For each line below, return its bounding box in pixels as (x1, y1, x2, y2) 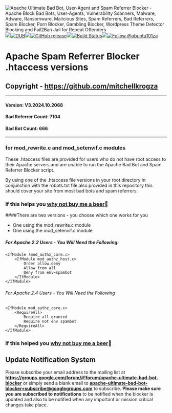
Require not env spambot (24, 319, 77, 324)
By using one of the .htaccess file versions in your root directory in (5, 177, 146, 183)
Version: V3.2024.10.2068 (5, 102, 63, 108)
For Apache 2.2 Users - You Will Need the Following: (5, 239, 119, 245)
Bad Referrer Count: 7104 (5, 114, 60, 120)
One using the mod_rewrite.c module (12, 222, 91, 228)
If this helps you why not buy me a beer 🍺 (5, 200, 109, 207)
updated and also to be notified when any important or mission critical (5, 396, 153, 402)
